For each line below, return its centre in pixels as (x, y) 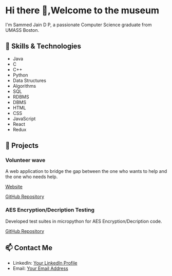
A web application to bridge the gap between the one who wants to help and (86, 171)
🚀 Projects (22, 146)
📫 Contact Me (29, 248)
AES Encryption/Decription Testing (50, 210)
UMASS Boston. (22, 30)
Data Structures (29, 80)
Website (14, 187)
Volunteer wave (25, 160)
